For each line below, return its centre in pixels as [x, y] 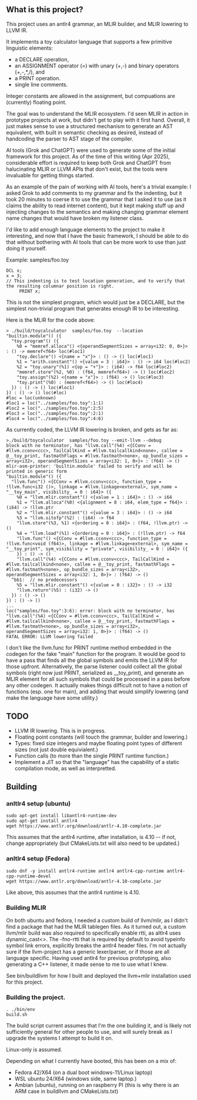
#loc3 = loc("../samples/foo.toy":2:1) [55, 413]
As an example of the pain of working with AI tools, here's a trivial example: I [98, 187]
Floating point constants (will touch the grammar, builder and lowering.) [101, 737]
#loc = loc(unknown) [31, 398]
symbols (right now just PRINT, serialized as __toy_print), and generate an [95, 673]
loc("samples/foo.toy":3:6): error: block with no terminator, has [91, 611]
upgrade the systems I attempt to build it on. [60, 1038]
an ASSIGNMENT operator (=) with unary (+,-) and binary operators [97, 66]
